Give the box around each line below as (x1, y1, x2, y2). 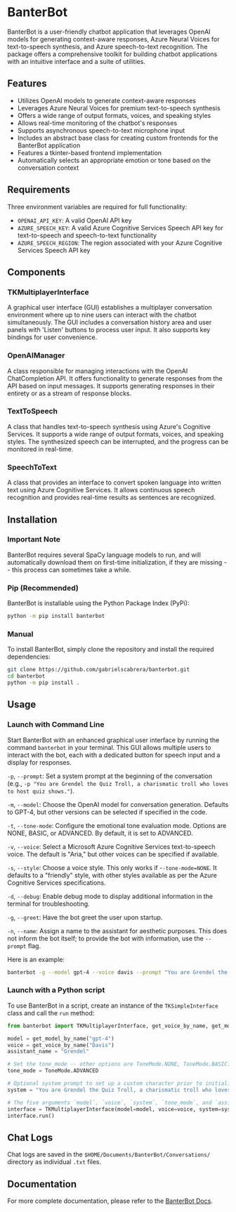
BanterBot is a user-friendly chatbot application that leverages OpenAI (7, 27, 211, 36)
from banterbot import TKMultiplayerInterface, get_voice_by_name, (7, 1022, 209, 1029)
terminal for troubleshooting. (7, 900, 90, 908)
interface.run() (7, 1112, 55, 1119)
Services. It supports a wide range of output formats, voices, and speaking (7, 430, 224, 438)
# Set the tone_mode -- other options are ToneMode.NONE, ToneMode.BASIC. (7, 1061, 231, 1068)
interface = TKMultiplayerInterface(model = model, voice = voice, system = (7, 1105, 221, 1113)
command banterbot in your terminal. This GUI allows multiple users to (7, 743, 211, 751)
